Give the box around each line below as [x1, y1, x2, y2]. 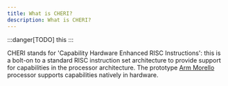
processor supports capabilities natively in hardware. [7, 70, 159, 79]
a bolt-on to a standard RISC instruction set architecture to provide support [7, 56, 222, 64]
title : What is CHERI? [7, 10, 73, 17]
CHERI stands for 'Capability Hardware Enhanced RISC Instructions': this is [7, 49, 221, 57]
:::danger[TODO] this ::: [7, 35, 74, 43]
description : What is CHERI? [7, 17, 91, 23]
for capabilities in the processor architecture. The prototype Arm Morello [7, 63, 215, 72]
